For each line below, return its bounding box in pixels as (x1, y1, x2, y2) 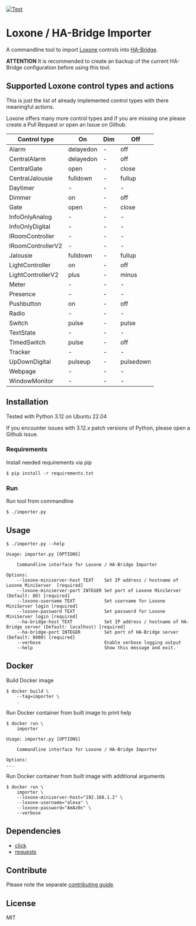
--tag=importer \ (17, 693, 60, 699)
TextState (9, 328, 36, 337)
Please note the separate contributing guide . (6, 881, 115, 888)
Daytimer (9, 184, 34, 192)
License (6, 898, 36, 908)
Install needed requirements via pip (6, 459, 92, 466)
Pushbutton (9, 299, 41, 308)
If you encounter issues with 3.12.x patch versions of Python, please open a (6, 424, 191, 431)
